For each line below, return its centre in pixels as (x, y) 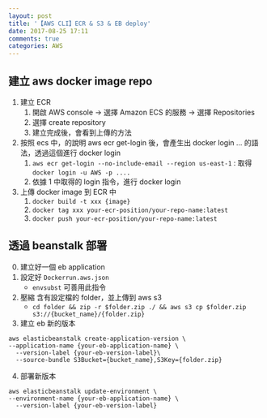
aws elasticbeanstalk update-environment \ (83, 391)
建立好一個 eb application (62, 267)
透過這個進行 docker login (78, 153)
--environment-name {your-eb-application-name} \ (94, 399)
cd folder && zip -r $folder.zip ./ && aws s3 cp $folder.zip (139, 307)
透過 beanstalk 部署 (58, 246)
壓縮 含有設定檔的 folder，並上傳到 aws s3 (91, 297)
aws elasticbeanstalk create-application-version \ (97, 338)
